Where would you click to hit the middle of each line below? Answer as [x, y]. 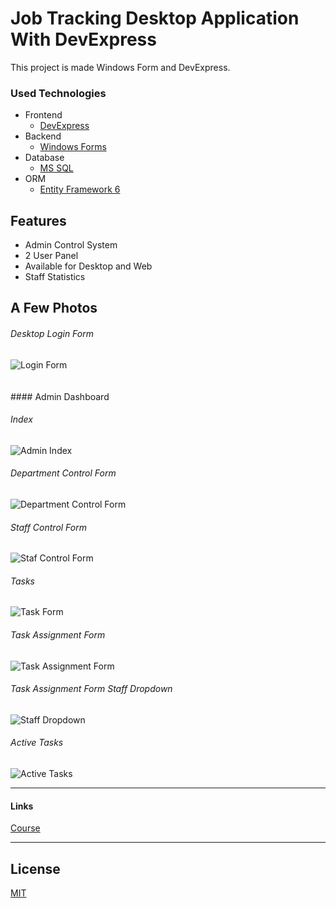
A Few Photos [54, 308]
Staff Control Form [48, 527]
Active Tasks [37, 743]
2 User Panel [51, 256]
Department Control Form [63, 473]
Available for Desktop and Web [88, 266]
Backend [43, 136]
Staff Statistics [55, 277]
